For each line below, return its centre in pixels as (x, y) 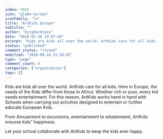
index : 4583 (17, 9)
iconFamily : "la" (23, 18)
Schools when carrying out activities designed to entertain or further (74, 102)
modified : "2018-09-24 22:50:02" (39, 55)
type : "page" (18, 59)
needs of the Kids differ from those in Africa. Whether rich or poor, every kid (81, 92)
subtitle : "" (18, 28)
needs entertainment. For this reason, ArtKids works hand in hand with (76, 97)
